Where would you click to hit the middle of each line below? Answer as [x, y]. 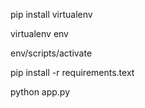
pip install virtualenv [51, 14]
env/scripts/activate [51, 53]
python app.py [40, 92]
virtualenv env [39, 33]
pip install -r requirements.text [72, 72]
